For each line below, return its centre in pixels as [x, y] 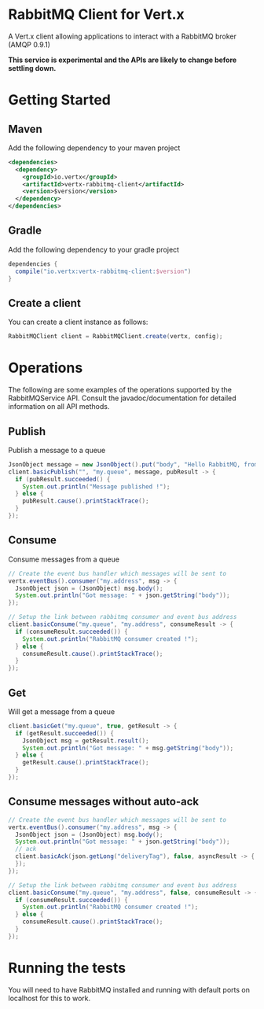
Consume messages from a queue [64, 559]
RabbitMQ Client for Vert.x [96, 15]
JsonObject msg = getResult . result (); [86, 741]
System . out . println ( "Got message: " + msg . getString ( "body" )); [128, 748]
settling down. [32, 68]
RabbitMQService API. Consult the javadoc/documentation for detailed [123, 398]
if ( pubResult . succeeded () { [63, 479]
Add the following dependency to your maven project [94, 148]
